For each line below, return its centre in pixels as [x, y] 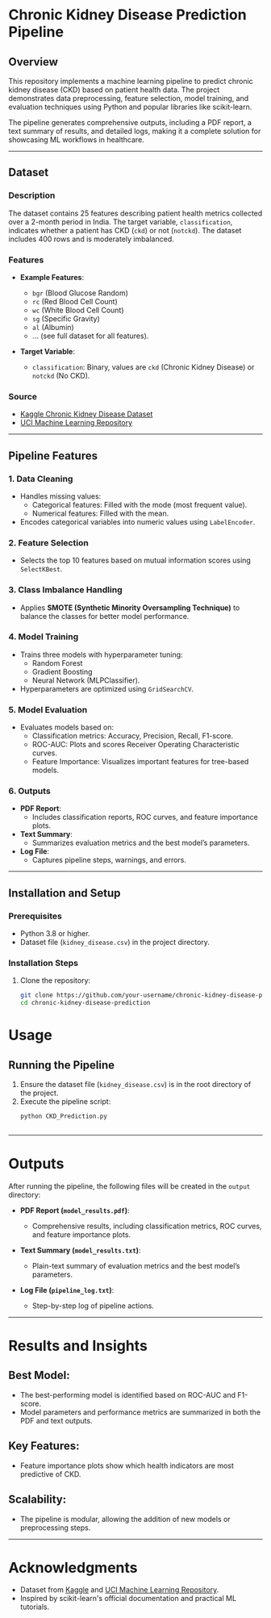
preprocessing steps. [55, 1528]
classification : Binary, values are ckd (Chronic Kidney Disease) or [143, 367]
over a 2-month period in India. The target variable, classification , [121, 222]
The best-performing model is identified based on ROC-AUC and [128, 1394]
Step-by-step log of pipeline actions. [93, 1306]
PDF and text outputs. [56, 1420]
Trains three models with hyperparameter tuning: [101, 654]
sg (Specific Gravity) [66, 318]
